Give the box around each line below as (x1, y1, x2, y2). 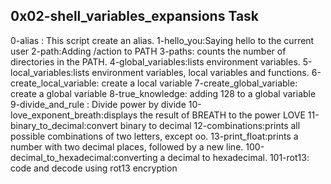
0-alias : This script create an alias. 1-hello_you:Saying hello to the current (10, 34, 315, 46)
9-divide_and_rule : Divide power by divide (10, 98, 187, 110)
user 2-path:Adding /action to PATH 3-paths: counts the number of (10, 45, 287, 57)
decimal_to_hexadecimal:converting (10, 151, 158, 163)
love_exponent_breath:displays (10, 109, 138, 121)
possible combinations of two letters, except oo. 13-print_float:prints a (10, 130, 299, 142)
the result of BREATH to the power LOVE (139, 109, 306, 121)
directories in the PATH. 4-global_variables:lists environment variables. (10, 55, 301, 68)
